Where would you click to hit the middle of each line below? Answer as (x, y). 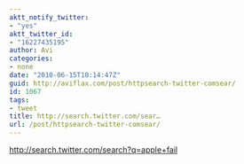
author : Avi (31, 51)
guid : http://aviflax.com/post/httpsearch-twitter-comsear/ (123, 83)
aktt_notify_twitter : (49, 17)
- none (21, 67)
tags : (19, 100)
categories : (31, 59)
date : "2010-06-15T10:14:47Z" (65, 75)
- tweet (24, 108)
